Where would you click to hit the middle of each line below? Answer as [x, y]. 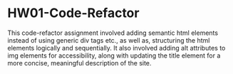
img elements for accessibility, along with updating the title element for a [114, 55]
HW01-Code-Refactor [73, 13]
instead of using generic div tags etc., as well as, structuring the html [109, 40]
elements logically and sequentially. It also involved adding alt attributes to [116, 48]
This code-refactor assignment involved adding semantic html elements [113, 33]
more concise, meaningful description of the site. [79, 63]
